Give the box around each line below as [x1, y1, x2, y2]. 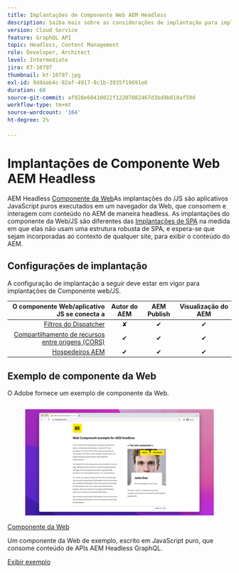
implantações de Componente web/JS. [7, 286, 122, 295]
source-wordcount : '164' [7, 109, 81, 117]
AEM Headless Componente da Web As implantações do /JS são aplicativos [7, 194, 229, 203]
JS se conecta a [56, 310, 105, 318]
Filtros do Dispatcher [43, 320, 105, 328]
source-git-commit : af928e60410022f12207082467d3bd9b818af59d [7, 94, 196, 101]
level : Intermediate [7, 57, 69, 64]
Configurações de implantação [7, 260, 148, 272]
